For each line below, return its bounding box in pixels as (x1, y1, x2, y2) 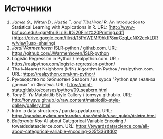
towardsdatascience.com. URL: (11, 123, 75, 129)
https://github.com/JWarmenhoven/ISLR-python (11, 50, 109, 56)
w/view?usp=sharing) (11, 40, 56, 46)
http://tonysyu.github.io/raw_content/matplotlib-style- (11, 97, 121, 103)
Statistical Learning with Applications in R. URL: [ (11, 24, 111, 30)
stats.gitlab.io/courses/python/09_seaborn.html (11, 87, 108, 93)
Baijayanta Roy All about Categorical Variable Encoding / (11, 118, 127, 124)
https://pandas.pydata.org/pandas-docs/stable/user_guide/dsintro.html (11, 113, 156, 118)
